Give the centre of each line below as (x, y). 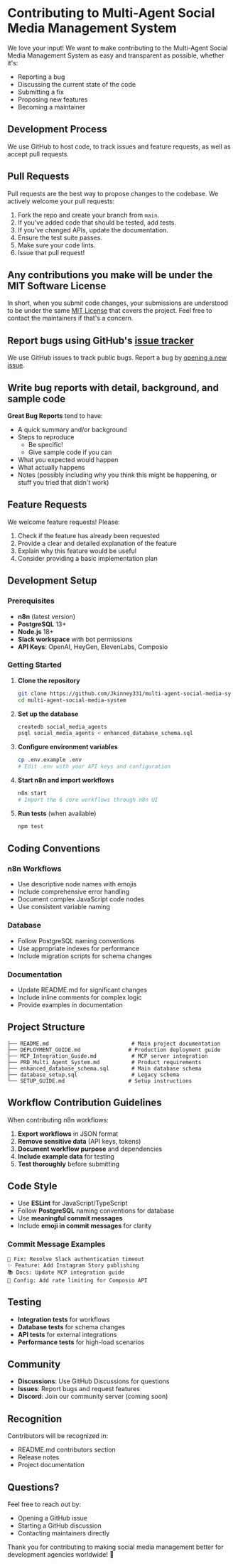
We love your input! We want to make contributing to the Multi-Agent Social (118, 48)
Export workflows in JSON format (68, 1133)
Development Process (58, 129)
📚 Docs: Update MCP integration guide (66, 1272)
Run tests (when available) (57, 813)
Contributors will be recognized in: (58, 1436)
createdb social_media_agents (63, 726)
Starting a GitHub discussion (59, 1525)
